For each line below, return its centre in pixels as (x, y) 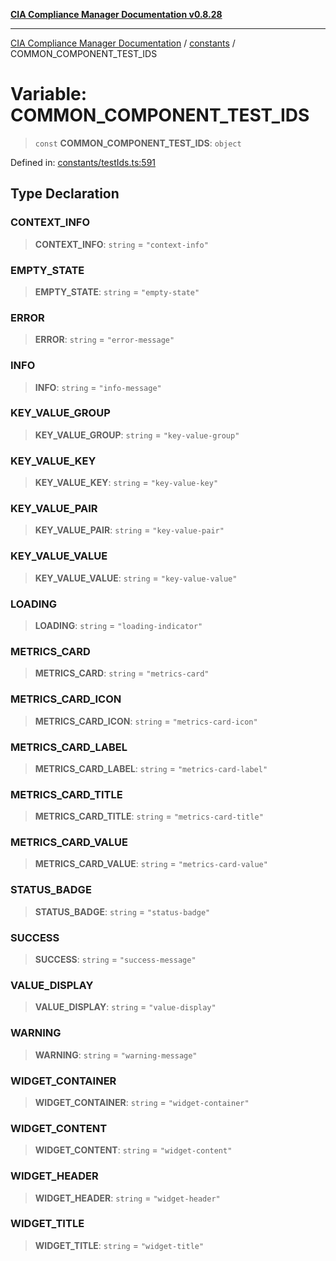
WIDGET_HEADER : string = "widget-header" (127, 1198)
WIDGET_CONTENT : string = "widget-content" (133, 1150)
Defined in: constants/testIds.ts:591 (83, 162)
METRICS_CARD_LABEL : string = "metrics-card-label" (151, 768)
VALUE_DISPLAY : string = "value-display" (125, 1007)
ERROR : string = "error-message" (104, 340)
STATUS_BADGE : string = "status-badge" (122, 911)
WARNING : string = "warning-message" (116, 1055)
